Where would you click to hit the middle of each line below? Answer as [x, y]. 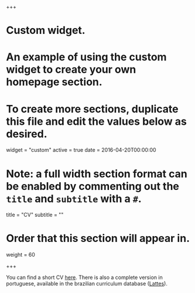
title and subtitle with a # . [74, 198]
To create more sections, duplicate [92, 109]
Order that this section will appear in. [98, 239]
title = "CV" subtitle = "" [35, 215]
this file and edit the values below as [97, 121]
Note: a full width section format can [97, 174]
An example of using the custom [86, 57]
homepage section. [54, 82]
